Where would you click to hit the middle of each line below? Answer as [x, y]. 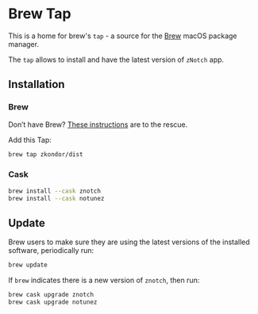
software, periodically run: [51, 251]
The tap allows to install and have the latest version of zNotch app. [116, 59]
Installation [37, 84]
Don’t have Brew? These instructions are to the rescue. [98, 124]
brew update [28, 265]
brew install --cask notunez [56, 198]
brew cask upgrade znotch [51, 295]
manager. [24, 44]
